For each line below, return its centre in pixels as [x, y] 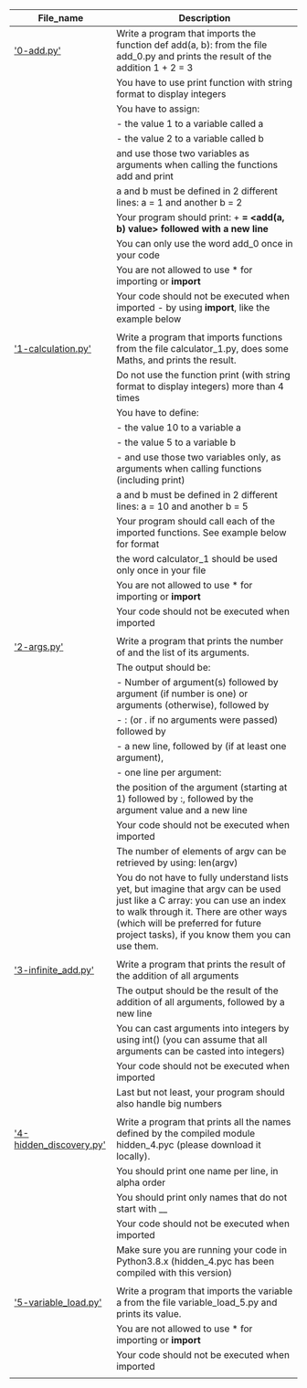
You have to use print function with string [204, 83]
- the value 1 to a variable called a [190, 124]
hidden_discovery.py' [60, 1144]
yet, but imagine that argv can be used [198, 889]
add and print [144, 176]
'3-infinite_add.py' [54, 970]
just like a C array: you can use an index [201, 901]
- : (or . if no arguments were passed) [197, 720]
